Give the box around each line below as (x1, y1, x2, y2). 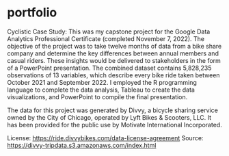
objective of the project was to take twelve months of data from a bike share (7, 42, 222, 50)
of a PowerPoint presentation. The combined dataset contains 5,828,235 (7, 64, 212, 72)
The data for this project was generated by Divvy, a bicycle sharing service (7, 106, 219, 114)
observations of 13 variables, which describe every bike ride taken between (7, 70, 220, 79)
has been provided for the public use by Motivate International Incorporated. (7, 120, 222, 129)
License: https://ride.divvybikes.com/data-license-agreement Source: (7, 133, 204, 142)
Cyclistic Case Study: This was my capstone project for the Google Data (7, 27, 211, 36)
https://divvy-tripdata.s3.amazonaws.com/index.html (7, 141, 157, 149)
